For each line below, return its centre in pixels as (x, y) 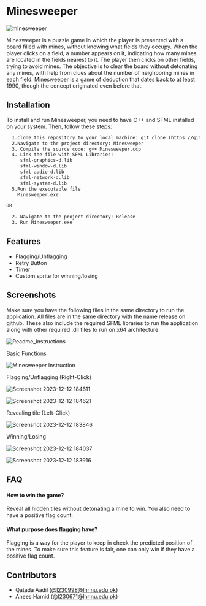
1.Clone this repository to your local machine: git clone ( (92, 137)
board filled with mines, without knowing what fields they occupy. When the (102, 47)
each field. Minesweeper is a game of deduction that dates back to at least (101, 79)
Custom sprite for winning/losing (56, 276)
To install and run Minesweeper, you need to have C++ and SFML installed (100, 120)
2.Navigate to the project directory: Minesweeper (78, 143)
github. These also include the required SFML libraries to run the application (102, 323)
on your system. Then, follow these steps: (59, 126)
